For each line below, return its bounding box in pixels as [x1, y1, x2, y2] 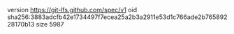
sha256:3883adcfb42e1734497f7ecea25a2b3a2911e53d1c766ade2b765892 [7, 13, 228, 21]
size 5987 [36, 20, 64, 28]
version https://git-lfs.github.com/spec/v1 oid [7, 6, 138, 14]
